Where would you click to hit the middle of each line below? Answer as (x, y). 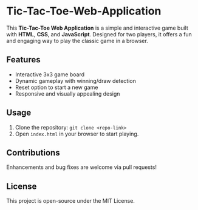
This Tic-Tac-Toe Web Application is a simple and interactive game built (97, 28)
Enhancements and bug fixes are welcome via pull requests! (81, 167)
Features (23, 60)
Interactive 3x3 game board (50, 74)
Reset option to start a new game (56, 87)
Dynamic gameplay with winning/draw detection (76, 80)
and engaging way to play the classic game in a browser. (77, 41)
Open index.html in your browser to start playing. (77, 134)
